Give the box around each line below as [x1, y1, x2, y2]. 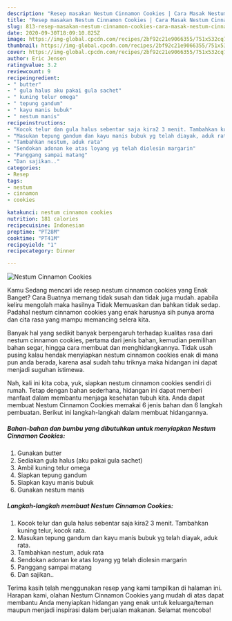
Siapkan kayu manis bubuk [17, 479, 95, 487]
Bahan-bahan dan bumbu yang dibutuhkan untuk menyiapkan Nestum [7, 424, 216, 432]
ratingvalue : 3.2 [7, 62, 57, 68]
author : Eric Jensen [7, 55, 67, 62]
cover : [7, 49, 26, 56]
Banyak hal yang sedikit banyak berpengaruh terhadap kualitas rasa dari [7, 329, 213, 337]
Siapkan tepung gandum [17, 471, 88, 479]
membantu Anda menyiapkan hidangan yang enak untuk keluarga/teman [7, 599, 214, 607]
